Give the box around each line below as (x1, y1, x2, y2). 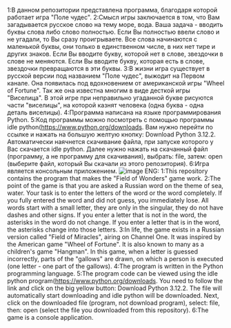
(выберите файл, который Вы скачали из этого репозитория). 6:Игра (7, 160, 210, 167)
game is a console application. (7, 314, 94, 321)
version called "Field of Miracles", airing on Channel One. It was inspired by (7, 233, 222, 240)
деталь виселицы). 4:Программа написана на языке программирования (7, 108, 221, 116)
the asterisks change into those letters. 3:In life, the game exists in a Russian (7, 225, 224, 234)
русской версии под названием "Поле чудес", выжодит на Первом (7, 72, 205, 80)
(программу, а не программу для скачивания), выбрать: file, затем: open (7, 152, 223, 161)
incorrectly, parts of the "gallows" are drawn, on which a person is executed (7, 255, 223, 263)
